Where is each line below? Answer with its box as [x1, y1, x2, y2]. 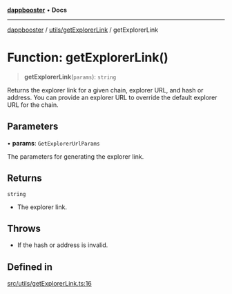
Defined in [7, 261, 53, 273]
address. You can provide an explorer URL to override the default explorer [7, 93, 217, 101]
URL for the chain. [7, 100, 59, 109]
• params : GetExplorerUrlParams [7, 139, 100, 147]
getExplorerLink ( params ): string [23, 72, 117, 81]
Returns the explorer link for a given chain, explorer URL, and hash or [7, 86, 204, 94]
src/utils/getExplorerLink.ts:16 [7, 280, 92, 288]
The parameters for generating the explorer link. [7, 152, 144, 161]
